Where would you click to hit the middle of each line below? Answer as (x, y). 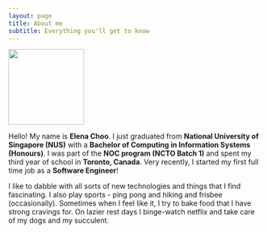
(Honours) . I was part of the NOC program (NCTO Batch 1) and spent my (130, 153)
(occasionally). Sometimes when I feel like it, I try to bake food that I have (130, 203)
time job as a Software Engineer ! (63, 171)
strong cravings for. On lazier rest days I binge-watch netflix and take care (132, 212)
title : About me (35, 23)
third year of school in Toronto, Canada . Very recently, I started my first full (133, 162)
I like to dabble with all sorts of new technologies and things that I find (125, 186)
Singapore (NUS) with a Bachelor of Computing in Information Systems (129, 145)
